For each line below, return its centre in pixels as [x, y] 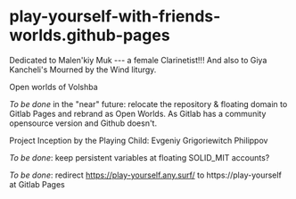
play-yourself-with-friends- [115, 17]
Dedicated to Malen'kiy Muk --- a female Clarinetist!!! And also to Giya [138, 60]
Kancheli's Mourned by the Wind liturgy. [83, 70]
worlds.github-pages [90, 35]
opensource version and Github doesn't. [83, 123]
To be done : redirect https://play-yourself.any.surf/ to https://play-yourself [146, 175]
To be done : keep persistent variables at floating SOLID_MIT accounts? [140, 157]
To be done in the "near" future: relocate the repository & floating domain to [148, 104]
